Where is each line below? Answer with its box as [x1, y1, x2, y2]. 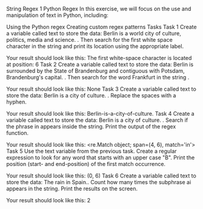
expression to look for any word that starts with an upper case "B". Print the [6, 154, 195, 161]
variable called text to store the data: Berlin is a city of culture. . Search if [6, 116, 188, 124]
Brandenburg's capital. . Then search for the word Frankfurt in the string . [6, 74, 190, 81]
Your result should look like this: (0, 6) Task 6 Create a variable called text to [6, 172, 197, 179]
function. [6, 130, 29, 136]
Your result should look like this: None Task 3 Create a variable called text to [6, 85, 197, 93]
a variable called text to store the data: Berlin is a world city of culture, [6, 30, 182, 37]
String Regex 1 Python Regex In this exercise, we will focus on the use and [6, 5, 191, 12]
